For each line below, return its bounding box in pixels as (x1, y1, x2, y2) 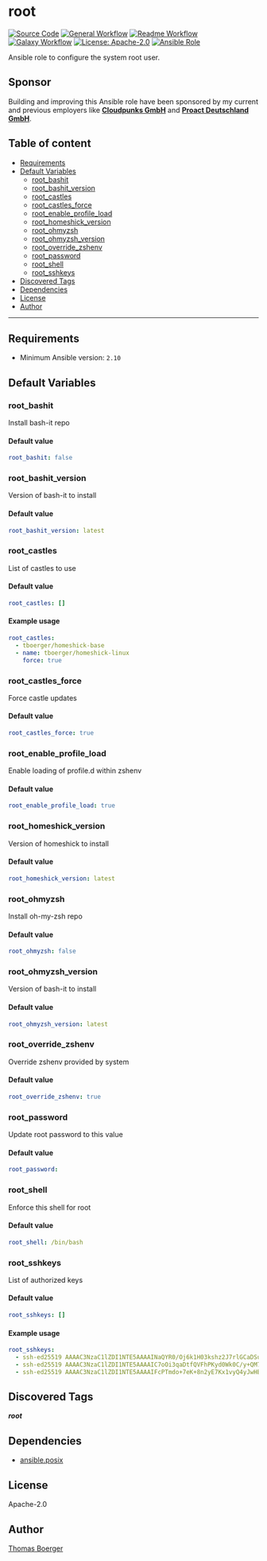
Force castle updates (8, 693, 77, 702)
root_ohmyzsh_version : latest (8, 1020, 109, 1028)
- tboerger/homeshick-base (15, 641, 105, 650)
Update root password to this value (8, 1130, 123, 1140)
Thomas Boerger (8, 1544, 64, 1553)
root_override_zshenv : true (8, 1093, 102, 1101)
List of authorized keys (8, 1275, 83, 1284)
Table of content (8, 137, 91, 150)
